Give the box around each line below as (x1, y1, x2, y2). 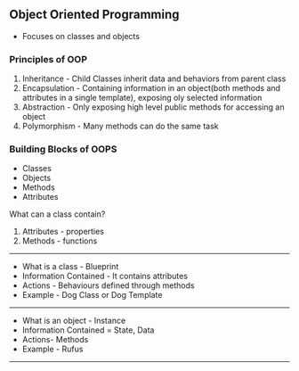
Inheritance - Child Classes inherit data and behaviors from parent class (21, 73, 287, 84)
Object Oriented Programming (9, 7, 180, 22)
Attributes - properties (21, 227, 105, 237)
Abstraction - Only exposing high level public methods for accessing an (21, 102, 285, 112)
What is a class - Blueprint (21, 261, 119, 272)
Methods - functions (21, 235, 98, 246)
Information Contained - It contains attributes (21, 271, 189, 282)
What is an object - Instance (21, 316, 126, 326)
